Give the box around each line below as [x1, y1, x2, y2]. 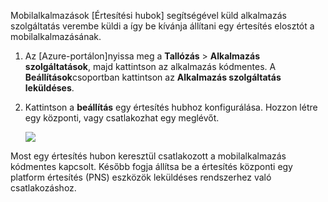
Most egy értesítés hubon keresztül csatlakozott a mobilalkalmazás [10, 150, 287, 162]
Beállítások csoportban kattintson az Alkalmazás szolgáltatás [24, 71, 282, 83]
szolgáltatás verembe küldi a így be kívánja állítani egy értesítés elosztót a [10, 20, 315, 32]
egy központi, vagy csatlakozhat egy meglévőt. [24, 112, 220, 124]
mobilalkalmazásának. [10, 31, 102, 42]
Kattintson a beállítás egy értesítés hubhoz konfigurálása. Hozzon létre [24, 101, 318, 113]
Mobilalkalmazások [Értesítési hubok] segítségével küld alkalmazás [10, 10, 287, 21]
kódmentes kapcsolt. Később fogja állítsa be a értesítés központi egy [10, 161, 293, 172]
